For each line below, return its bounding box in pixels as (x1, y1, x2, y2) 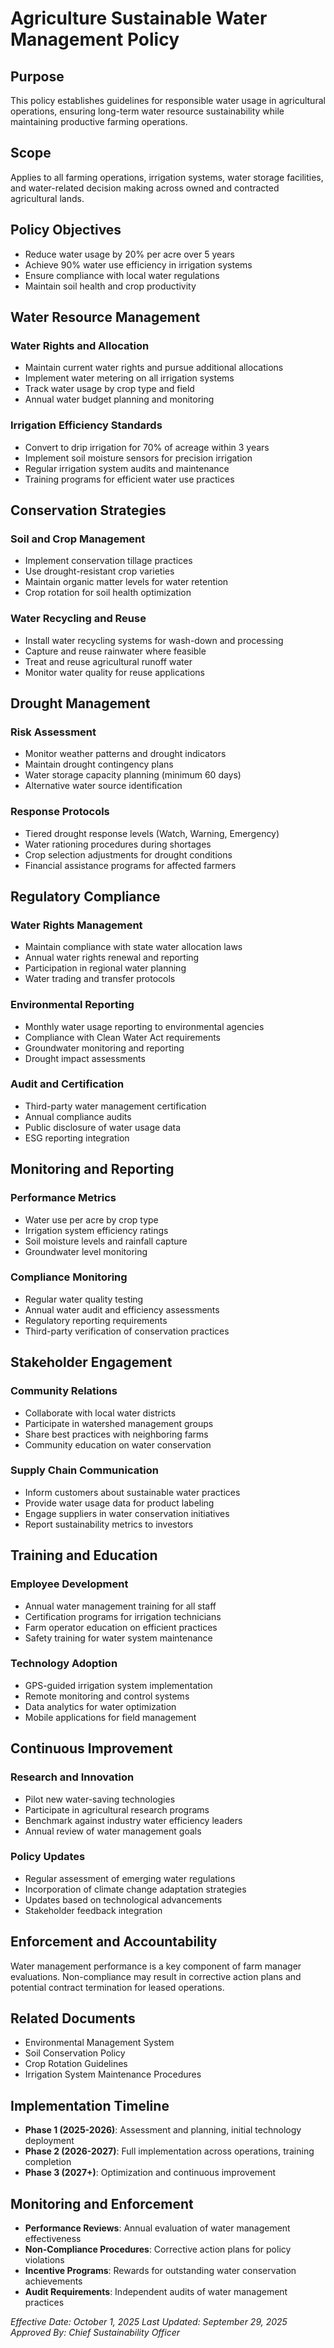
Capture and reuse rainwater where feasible (24, 645, 207, 657)
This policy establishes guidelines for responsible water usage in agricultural (10, 95, 326, 106)
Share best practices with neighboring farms (24, 1428, 209, 1440)
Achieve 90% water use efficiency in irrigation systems (24, 258, 253, 271)
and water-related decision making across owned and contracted (10, 182, 280, 194)
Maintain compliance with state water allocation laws (24, 941, 243, 953)
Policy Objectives (10, 222, 122, 239)
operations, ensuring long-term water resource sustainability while (10, 105, 285, 117)
